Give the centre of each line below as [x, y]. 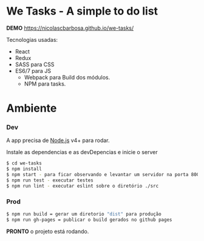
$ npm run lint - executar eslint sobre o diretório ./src [83, 186]
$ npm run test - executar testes [50, 180]
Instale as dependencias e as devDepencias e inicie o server [82, 152]
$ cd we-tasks [24, 163]
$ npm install [24, 169]
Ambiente [32, 108]
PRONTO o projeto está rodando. [48, 231]
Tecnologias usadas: [32, 39]
